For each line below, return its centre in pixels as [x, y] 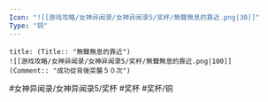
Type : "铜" [29, 26]
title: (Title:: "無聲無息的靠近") [70, 51]
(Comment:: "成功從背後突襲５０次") [70, 71]
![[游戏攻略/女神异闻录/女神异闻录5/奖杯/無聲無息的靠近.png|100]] [121, 61]
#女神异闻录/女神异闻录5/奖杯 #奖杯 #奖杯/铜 [91, 88]
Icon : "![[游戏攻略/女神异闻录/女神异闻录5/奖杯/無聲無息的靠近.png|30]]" [134, 17]
